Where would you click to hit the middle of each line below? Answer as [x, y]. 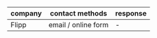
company [26, 13]
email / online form [78, 25]
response [131, 13]
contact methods [79, 13]
